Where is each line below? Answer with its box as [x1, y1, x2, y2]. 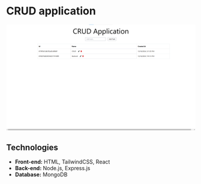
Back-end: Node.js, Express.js [14, 165, 91, 172]
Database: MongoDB [14, 171, 68, 178]
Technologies [6, 142, 59, 152]
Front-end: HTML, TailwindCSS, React [14, 158, 110, 165]
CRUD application [6, 4, 96, 18]
